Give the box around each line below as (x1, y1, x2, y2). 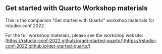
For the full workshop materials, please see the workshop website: (5, 32, 143, 38)
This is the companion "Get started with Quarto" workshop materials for (5, 17, 155, 23)
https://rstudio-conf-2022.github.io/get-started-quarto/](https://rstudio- (7, 37, 157, 43)
